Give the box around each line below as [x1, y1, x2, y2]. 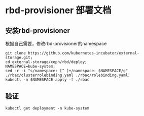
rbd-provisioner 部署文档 [5, 5, 112, 16]
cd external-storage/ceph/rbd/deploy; [5, 60, 87, 65]
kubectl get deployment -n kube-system [5, 105, 90, 111]
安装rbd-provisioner [5, 26, 70, 35]
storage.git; [5, 55, 33, 60]
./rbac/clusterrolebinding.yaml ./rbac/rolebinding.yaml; [5, 73, 130, 78]
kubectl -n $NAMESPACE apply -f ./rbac [5, 77, 90, 82]
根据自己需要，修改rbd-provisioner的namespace [5, 41, 107, 46]
